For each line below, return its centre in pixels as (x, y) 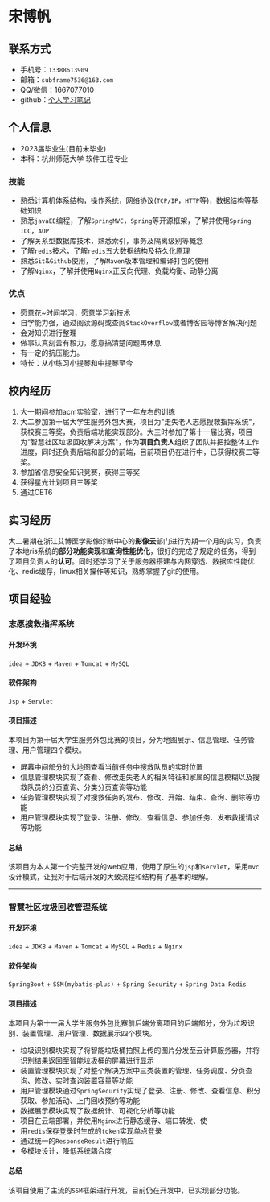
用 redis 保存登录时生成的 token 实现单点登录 (91, 1130)
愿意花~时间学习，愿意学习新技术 (75, 313)
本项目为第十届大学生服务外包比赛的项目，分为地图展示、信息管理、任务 (128, 739)
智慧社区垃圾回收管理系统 (58, 907)
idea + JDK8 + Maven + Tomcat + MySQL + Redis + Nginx (96, 946)
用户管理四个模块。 (54, 750)
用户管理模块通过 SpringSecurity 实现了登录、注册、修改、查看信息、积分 (140, 1090)
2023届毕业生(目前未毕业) (63, 148)
